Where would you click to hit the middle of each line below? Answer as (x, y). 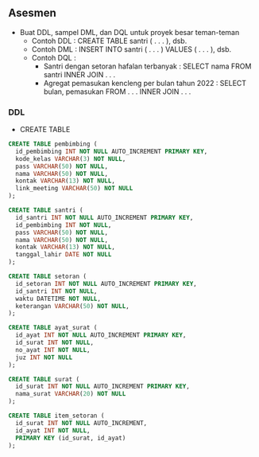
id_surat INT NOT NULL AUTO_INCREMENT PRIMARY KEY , (103, 387)
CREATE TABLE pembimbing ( (53, 144)
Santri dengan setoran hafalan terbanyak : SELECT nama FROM (147, 66)
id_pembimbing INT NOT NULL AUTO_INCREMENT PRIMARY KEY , (112, 151)
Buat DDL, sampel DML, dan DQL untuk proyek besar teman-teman (129, 32)
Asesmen (33, 13)
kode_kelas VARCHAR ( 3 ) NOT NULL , (71, 158)
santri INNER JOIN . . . (79, 74)
